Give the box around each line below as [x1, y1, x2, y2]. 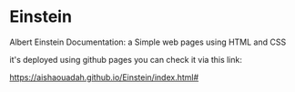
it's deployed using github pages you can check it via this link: [9, 54, 243, 65]
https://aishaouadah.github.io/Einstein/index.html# [9, 71, 199, 83]
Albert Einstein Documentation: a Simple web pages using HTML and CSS [9, 36, 287, 47]
